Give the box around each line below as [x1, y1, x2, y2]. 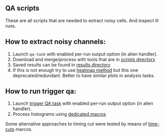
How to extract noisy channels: [5, 37, 106, 46]
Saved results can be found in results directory [12, 62, 111, 68]
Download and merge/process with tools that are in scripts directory [12, 56, 156, 62]
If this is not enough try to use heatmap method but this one [12, 67, 139, 73]
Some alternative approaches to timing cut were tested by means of [5, 121, 147, 127]
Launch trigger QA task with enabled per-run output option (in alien [12, 101, 153, 107]
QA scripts [5, 4, 40, 13]
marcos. [15, 126, 33, 132]
